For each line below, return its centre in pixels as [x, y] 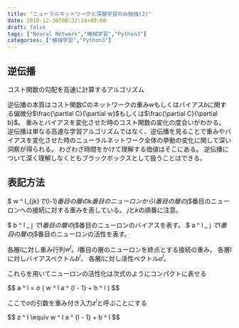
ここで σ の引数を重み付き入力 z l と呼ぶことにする [77, 302]
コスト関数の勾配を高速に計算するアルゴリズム [76, 89]
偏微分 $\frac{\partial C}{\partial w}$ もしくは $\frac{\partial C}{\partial [116, 113]
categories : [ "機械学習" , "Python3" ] [59, 41]
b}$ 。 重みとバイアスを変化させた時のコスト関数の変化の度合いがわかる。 [116, 122]
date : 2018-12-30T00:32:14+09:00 [57, 21]
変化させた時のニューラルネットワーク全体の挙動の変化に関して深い [132, 140]
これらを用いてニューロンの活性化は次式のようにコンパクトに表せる [107, 274]
